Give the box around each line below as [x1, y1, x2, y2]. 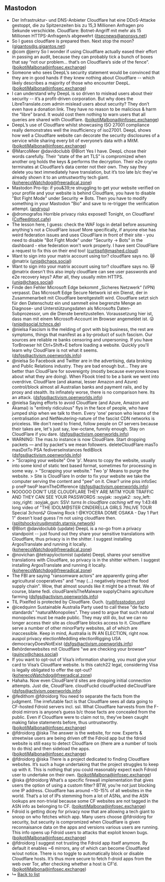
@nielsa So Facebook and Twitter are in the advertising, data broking [11, 358, 152, 364]
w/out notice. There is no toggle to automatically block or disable [11, 850, 144, 856]
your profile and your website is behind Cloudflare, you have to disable [11, 190, 156, 196]
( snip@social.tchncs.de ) [11, 321, 61, 327]
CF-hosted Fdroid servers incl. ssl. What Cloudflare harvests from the [11, 703, 153, 709]
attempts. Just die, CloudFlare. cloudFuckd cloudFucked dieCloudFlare [11, 683, 156, 689]
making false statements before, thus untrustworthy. [11, 719, 118, 725]
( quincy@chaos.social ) [11, 651, 59, 657]
